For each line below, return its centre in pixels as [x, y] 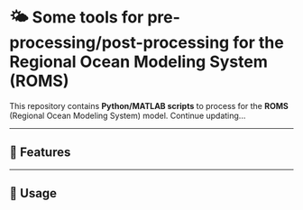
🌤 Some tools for [77, 18]
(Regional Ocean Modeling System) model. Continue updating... [128, 115]
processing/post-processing [119, 43]
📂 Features [40, 153]
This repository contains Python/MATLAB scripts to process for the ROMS [149, 105]
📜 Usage [33, 193]
